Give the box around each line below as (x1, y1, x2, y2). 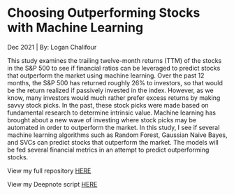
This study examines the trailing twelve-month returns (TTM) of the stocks (7, 56, 222, 64)
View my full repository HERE (7, 166, 92, 175)
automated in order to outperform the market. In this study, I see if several (7, 123, 220, 131)
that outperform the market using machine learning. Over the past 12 (7, 71, 205, 80)
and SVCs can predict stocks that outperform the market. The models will (7, 138, 219, 146)
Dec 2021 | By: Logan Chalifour (7, 43, 97, 51)
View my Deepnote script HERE (7, 180, 98, 188)
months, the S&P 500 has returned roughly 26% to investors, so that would (7, 78, 224, 87)
